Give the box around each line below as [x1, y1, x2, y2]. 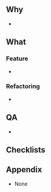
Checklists [6, 145, 46, 155]
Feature [6, 55, 28, 63]
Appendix [6, 165, 42, 174]
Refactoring [6, 82, 41, 90]
